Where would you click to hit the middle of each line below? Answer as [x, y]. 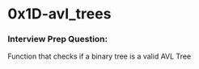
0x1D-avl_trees [59, 14]
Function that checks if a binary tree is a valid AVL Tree [99, 56]
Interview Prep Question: [58, 39]
